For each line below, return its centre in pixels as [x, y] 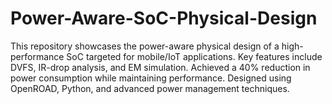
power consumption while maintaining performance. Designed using [151, 78]
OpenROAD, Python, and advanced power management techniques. [150, 88]
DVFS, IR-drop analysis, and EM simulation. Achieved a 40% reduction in [160, 67]
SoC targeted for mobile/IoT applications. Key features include [194, 56]
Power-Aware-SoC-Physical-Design [164, 18]
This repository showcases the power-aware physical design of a [145, 46]
